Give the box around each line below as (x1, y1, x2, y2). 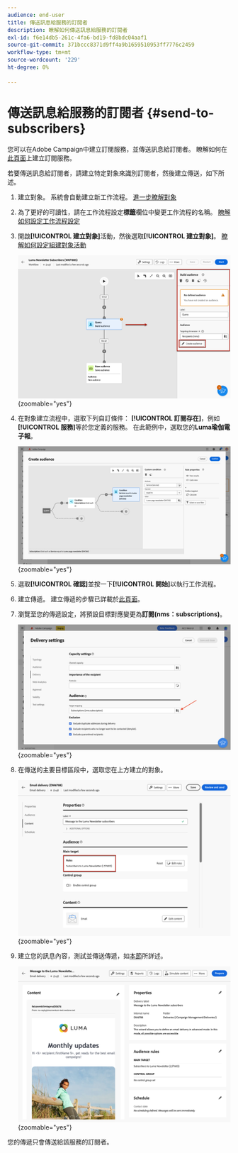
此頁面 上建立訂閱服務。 (7, 153, 76, 162)
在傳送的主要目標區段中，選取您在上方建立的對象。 (17, 766, 167, 774)
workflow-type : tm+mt (7, 49, 72, 56)
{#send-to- (146, 105, 215, 121)
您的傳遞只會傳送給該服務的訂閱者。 (7, 1137, 113, 1146)
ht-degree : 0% (7, 64, 50, 71)
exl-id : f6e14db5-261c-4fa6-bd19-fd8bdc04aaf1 (7, 34, 147, 41)
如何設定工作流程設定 (17, 216, 80, 225)
